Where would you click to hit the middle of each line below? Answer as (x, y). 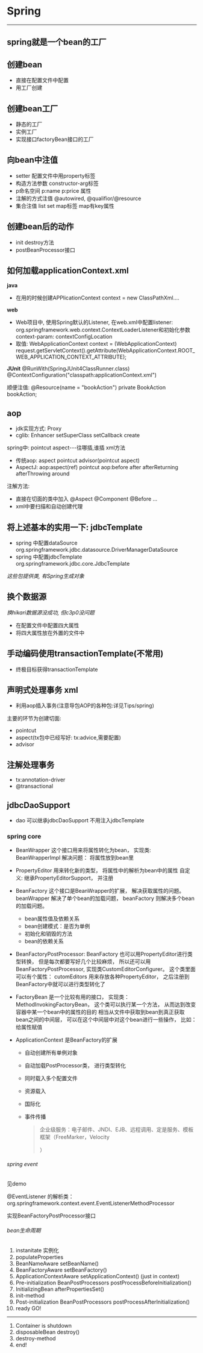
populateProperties (39, 1257)
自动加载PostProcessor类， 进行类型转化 (75, 1066)
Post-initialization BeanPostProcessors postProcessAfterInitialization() (103, 1302)
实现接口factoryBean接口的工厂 (55, 139)
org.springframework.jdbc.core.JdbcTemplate (73, 564)
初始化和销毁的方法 (48, 934)
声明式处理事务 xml (43, 690)
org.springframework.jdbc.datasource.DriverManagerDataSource (97, 550)
